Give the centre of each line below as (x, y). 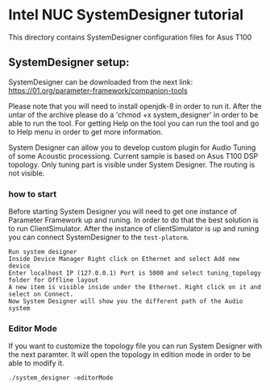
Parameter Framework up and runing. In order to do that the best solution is (134, 220)
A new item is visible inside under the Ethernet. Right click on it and (135, 288)
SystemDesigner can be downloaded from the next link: (101, 81)
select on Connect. (41, 295)
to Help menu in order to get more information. (86, 131)
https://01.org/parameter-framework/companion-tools (98, 90)
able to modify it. (36, 363)
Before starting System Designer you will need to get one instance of (123, 212)
